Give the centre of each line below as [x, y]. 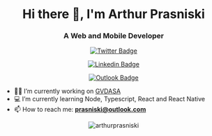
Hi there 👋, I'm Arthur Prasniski [114, 14]
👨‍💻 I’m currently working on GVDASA [67, 91]
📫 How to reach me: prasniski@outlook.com [80, 110]
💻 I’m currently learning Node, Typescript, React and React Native [109, 99]
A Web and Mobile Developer [114, 36]
